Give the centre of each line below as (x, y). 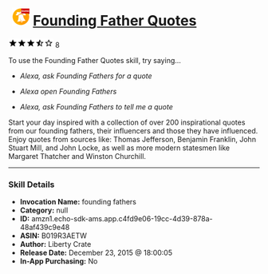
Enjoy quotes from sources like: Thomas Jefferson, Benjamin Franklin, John (132, 139)
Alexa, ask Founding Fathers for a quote (86, 76)
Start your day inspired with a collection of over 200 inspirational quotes (127, 122)
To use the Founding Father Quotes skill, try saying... (95, 60)
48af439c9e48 (45, 228)
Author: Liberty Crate (55, 244)
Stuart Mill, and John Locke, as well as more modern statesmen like (119, 148)
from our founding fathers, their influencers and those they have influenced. (133, 130)
